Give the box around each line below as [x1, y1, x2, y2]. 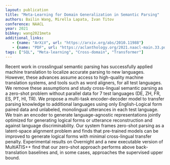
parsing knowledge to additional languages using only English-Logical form [5, 101, 162, 107]
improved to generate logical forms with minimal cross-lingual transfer [5, 133, 152, 139]
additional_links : [5, 36, 44, 41]
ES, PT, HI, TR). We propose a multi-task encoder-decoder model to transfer [5, 95, 164, 101]
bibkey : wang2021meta [5, 31, 51, 36]
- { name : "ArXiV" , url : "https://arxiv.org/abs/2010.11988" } [12, 40, 144, 45]
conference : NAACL [5, 21, 44, 27]
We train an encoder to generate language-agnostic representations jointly [5, 112, 161, 118]
